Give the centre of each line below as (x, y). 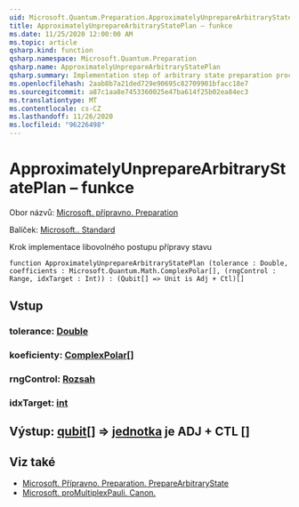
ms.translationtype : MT (53, 100)
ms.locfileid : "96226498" (57, 125)
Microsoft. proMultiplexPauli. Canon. (89, 493)
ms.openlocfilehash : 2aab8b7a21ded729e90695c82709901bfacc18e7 (129, 84)
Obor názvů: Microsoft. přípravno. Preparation (94, 212)
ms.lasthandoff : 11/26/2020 (61, 117)
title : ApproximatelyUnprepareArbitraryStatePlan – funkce (121, 26)
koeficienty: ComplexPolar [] (72, 355)
